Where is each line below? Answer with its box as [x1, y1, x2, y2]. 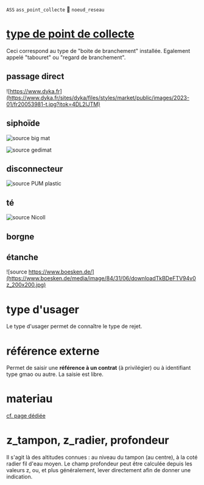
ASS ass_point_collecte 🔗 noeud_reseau [6, 6, 105, 13]
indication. [6, 473, 33, 481]
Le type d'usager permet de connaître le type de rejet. [6, 323, 142, 330]
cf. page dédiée [6, 412, 46, 420]
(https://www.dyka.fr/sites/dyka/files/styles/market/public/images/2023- [6, 94, 190, 101]
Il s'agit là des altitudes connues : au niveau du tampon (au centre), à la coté [6, 454, 198, 461]
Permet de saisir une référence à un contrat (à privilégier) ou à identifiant [6, 364, 191, 372]
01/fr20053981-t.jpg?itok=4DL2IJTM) [6, 101, 100, 108]
